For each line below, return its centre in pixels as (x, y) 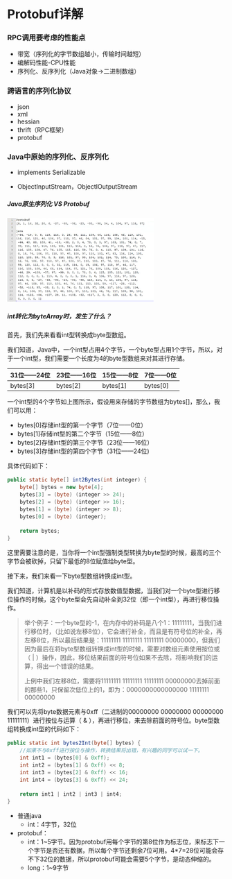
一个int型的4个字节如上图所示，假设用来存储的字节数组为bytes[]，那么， (111, 402)
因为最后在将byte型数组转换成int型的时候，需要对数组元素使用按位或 (122, 649)
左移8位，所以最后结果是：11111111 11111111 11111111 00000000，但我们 (122, 640)
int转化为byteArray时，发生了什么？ (60, 316)
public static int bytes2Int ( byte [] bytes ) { (74, 743)
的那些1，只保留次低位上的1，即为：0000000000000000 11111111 (116, 690)
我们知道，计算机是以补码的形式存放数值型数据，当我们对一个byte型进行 (110, 591)
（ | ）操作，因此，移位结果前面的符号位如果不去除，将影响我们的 (118, 658)
